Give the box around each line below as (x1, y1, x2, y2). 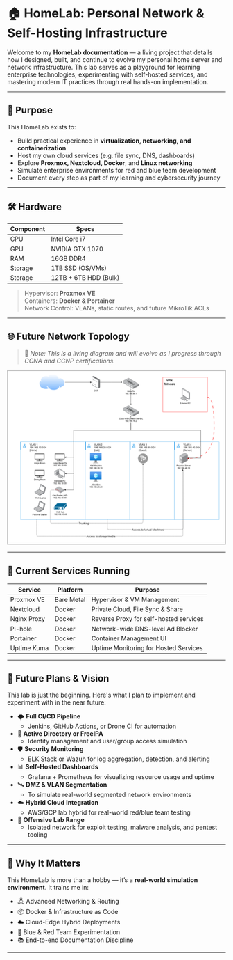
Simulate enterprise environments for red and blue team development (17, 166, 216, 174)
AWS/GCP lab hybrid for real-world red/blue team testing (27, 808, 191, 817)
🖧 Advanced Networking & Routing (17, 897, 119, 906)
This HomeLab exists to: (7, 123, 76, 131)
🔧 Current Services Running (7, 565, 130, 576)
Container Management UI (91, 634, 167, 643)
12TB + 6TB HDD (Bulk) (51, 274, 120, 282)
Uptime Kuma (10, 644, 49, 652)
